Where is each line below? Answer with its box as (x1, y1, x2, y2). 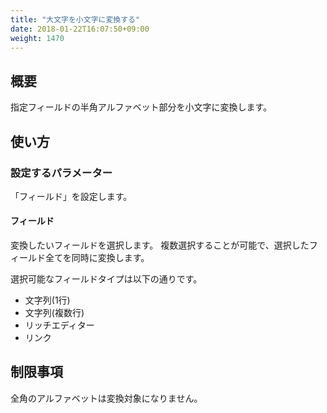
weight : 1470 (10, 33, 65, 43)
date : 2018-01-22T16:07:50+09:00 (10, 24, 150, 34)
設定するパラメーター (10, 166, 113, 180)
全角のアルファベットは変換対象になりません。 (10, 392, 203, 404)
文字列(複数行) (24, 307, 85, 319)
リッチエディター (24, 319, 95, 331)
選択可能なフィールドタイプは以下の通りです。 (10, 273, 203, 285)
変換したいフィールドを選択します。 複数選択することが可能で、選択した (10, 239, 310, 251)
